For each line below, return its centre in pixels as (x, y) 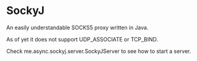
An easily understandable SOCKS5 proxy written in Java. (78, 27)
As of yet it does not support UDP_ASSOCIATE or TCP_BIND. (82, 39)
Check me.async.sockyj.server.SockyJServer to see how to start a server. (99, 51)
